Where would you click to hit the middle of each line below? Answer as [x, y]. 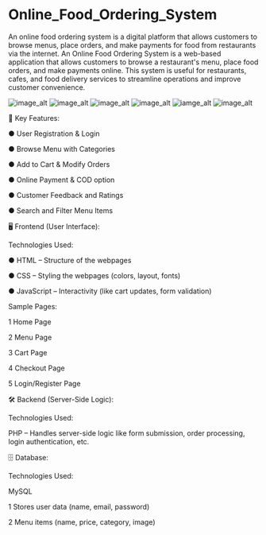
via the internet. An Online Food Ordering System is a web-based [115, 53]
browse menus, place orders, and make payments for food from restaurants [132, 45]
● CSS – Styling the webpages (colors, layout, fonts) [94, 275]
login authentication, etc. [49, 441]
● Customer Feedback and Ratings [66, 195]
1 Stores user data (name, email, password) [79, 506]
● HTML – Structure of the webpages [70, 260]
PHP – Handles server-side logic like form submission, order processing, [127, 433]
